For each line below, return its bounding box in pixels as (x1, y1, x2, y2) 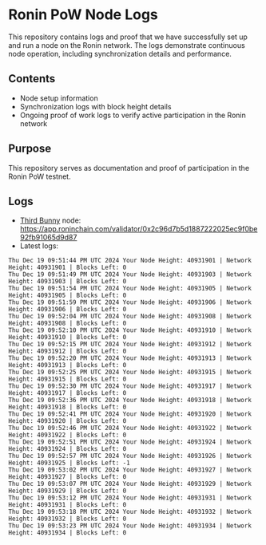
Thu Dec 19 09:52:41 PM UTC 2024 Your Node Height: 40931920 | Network (8, 410, 252, 418)
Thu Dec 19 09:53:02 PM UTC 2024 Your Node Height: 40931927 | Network (8, 466, 252, 474)
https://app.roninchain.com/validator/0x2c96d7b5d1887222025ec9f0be (19, 224, 258, 234)
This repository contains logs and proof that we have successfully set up (8, 32, 248, 41)
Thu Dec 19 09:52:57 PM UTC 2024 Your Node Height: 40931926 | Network (8, 452, 252, 460)
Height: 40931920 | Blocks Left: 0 (8, 417, 127, 425)
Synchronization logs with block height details (19, 101, 172, 111)
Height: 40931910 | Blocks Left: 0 (8, 334, 127, 342)
